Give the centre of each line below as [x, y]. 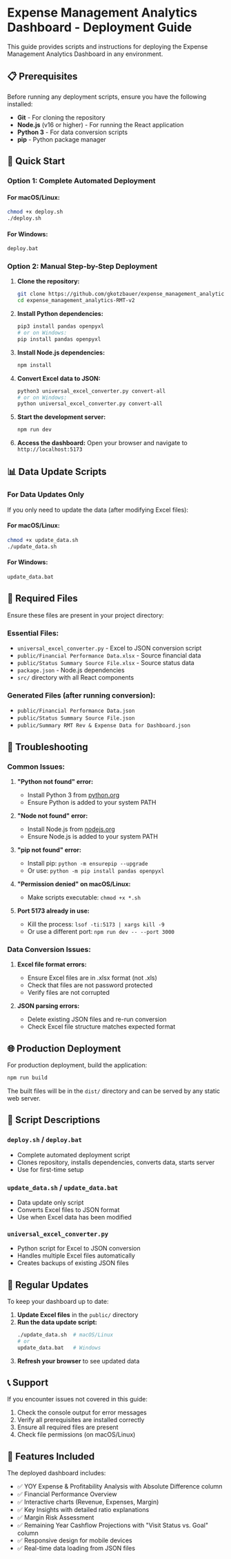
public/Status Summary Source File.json [76, 718]
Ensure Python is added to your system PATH [92, 802]
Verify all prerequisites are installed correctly [81, 1420]
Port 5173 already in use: [53, 911]
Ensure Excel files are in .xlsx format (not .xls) [92, 978]
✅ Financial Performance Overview [67, 1494]
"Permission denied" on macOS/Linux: [74, 884]
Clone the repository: [48, 281]
